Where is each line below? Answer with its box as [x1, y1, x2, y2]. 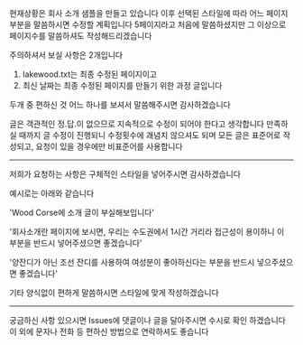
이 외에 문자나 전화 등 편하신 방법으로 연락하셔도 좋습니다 [9, 326, 209, 337]
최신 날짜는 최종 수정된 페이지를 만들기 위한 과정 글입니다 [22, 80, 223, 90]
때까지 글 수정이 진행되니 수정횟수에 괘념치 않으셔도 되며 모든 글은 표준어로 [18, 130, 281, 140]
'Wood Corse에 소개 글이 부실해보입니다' [9, 207, 155, 218]
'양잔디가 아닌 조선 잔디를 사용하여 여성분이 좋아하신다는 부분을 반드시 [9, 256, 255, 267]
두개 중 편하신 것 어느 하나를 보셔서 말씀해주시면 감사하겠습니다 [9, 99, 232, 110]
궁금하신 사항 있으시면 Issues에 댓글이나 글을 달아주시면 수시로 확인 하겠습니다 [9, 315, 286, 325]
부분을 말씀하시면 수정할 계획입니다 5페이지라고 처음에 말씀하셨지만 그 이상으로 [9, 19, 287, 30]
